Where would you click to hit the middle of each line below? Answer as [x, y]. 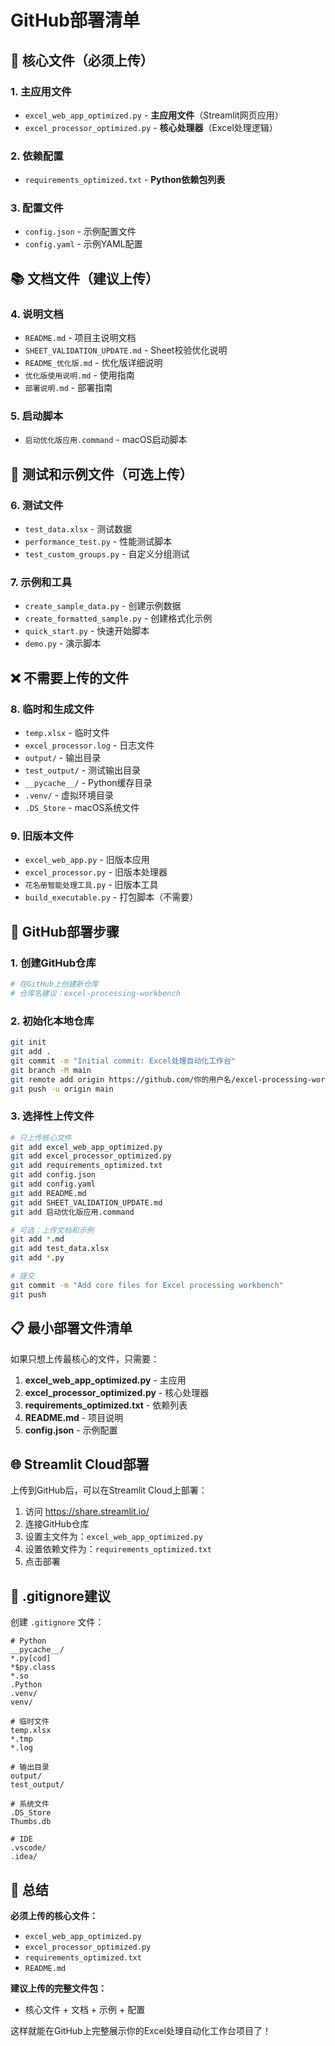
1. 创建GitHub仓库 [53, 963]
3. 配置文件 [37, 208]
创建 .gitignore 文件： [57, 1622]
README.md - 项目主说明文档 [80, 338]
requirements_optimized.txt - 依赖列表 [106, 1405]
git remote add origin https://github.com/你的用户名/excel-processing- [161, 1079]
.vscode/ [28, 1848]
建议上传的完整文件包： [58, 1988]
